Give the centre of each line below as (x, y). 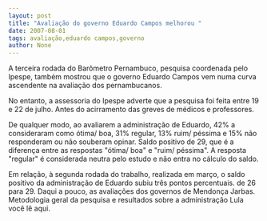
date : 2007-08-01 (37, 30)
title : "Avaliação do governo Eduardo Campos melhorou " (105, 23)
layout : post (30, 16)
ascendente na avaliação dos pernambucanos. (85, 86)
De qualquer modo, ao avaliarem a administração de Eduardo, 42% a (122, 125)
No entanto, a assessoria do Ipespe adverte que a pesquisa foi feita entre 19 (134, 101)
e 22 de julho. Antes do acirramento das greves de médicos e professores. (131, 110)
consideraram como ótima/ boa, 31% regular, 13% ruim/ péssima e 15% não (133, 134)
